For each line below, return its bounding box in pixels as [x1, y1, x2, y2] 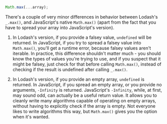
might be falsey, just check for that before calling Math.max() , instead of [12, 61, 161, 67]
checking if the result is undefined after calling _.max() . [12, 66, 128, 73]
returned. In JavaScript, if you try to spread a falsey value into [12, 39, 141, 45]
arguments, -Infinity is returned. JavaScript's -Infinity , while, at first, [12, 87, 162, 93]
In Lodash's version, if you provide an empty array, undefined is [12, 76, 145, 82]
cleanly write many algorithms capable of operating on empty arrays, [12, 97, 156, 103]
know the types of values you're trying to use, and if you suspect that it [12, 55, 161, 61]
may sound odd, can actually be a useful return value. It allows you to [12, 92, 157, 98]
